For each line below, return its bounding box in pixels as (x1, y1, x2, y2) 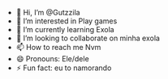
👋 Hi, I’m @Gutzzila (15, 8, 80, 17)
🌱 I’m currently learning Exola (15, 25, 115, 34)
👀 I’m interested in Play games (15, 16, 118, 26)
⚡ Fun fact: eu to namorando (15, 63, 112, 73)
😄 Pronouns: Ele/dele (15, 54, 89, 64)
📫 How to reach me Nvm (15, 43, 101, 52)
